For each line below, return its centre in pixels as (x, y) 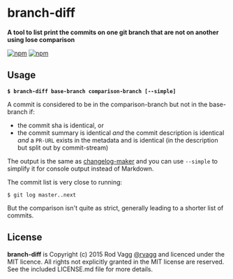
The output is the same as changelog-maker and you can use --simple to (113, 161)
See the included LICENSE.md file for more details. (80, 269)
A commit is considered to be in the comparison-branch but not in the (107, 104)
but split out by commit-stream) (63, 148)
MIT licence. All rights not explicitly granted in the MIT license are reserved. (116, 262)
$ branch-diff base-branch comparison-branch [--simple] (92, 91)
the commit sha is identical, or (61, 125)
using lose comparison (41, 39)
